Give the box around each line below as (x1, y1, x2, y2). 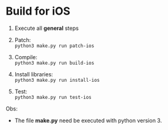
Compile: (14, 53, 38, 60)
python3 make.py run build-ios (14, 60, 95, 66)
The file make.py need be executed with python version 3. (14, 117, 163, 124)
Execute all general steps (14, 24, 79, 32)
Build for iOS (5, 4, 71, 18)
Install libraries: (14, 70, 53, 78)
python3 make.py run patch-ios (14, 43, 95, 49)
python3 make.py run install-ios (14, 77, 100, 83)
